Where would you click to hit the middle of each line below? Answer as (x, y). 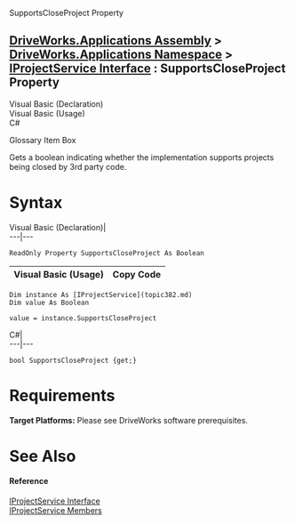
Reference (29, 481)
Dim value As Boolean (49, 302)
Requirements (62, 395)
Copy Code (137, 274)
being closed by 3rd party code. (68, 166)
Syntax (36, 203)
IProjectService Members (56, 511)
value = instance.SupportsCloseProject (83, 318)
